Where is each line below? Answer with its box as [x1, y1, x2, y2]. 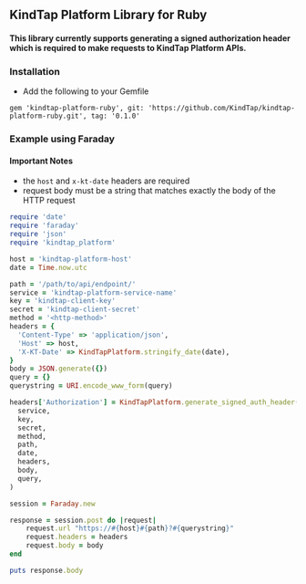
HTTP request [22, 195, 76, 206]
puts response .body [9, 566, 84, 575]
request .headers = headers [25, 533, 128, 542]
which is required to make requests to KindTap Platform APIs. [9, 42, 247, 53]
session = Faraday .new [9, 499, 96, 508]
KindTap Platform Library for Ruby [9, 7, 208, 23]
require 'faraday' [9, 221, 79, 231]
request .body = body [25, 541, 104, 550]
